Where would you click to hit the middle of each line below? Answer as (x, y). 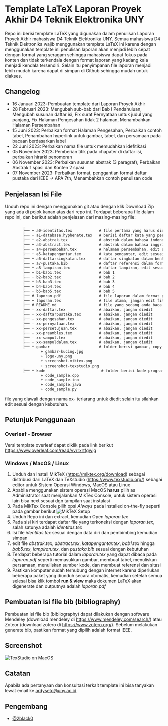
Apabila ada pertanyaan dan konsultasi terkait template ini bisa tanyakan (80, 685)
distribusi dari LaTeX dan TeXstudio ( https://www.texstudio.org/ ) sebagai (87, 480)
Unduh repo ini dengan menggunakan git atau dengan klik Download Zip (80, 206)
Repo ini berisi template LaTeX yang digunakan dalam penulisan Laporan (80, 33)
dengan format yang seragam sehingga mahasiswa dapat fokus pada (76, 54)
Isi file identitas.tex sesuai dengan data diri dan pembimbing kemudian (85, 533)
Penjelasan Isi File (34, 194)
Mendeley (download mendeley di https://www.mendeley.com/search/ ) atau (84, 619)
